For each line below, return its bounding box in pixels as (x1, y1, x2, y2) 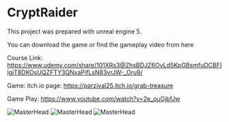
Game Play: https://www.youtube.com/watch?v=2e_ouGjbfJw (7, 94, 180, 103)
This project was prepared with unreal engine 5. (7, 27, 142, 35)
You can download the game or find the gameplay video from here (7, 40, 194, 48)
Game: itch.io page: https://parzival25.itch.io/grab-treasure (7, 81, 174, 89)
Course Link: (7, 53, 43, 62)
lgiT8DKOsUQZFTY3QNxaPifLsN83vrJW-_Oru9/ (7, 68, 143, 76)
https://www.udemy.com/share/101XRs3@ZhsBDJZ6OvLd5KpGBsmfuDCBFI (7, 61, 222, 69)
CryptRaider (7, 5, 79, 20)
